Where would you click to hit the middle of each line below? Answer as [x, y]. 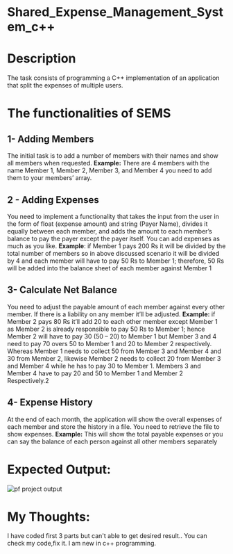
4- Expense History [50, 403]
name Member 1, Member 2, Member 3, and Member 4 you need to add [110, 170]
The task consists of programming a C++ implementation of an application [113, 78]
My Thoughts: [49, 517]
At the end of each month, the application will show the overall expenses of [115, 419]
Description [42, 59]
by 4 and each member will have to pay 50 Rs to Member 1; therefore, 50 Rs [115, 261]
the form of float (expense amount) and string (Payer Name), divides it [107, 224]
